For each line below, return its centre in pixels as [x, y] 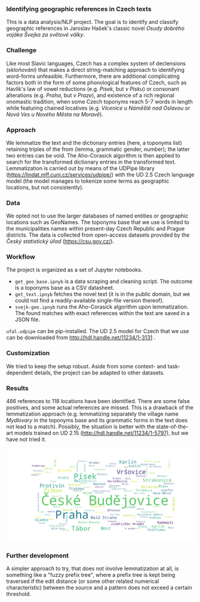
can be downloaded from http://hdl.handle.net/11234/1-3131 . [81, 338]
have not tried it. [26, 440]
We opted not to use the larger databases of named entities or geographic [97, 216]
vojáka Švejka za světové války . [46, 35]
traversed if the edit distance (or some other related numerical [83, 581]
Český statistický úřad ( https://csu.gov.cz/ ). [60, 241]
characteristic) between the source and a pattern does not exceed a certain [99, 588]
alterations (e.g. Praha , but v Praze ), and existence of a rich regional [90, 95]
